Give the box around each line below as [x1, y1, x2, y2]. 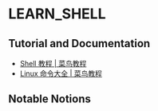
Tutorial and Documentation [8, 37, 151, 50]
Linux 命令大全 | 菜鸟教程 [19, 69, 102, 78]
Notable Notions [8, 93, 92, 106]
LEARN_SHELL [8, 5, 106, 23]
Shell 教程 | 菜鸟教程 [19, 59, 87, 68]
